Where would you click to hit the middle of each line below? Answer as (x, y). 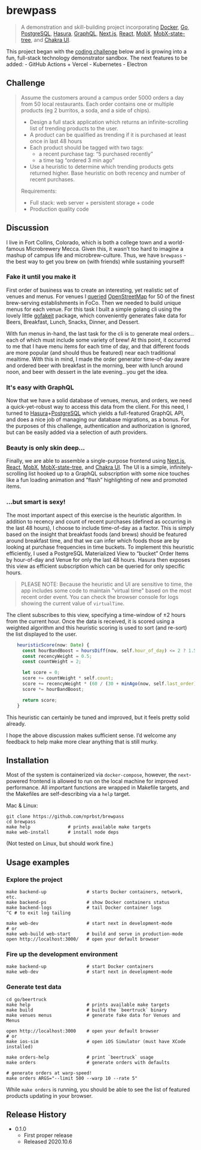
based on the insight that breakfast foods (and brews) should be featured (97, 534)
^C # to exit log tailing (38, 913)
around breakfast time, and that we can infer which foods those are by (93, 540)
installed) (20, 1047)
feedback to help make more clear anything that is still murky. (82, 741)
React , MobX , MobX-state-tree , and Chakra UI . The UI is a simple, (87, 467)
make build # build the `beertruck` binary (87, 1010)
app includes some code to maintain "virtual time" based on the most (106, 590)
